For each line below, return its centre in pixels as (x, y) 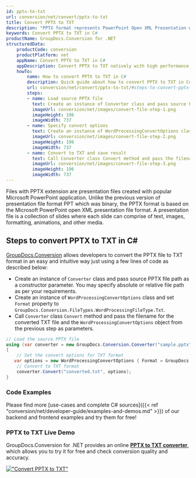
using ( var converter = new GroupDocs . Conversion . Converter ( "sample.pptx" (99, 345)
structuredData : (26, 44)
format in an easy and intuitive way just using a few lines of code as (87, 261)
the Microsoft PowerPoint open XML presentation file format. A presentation (97, 210)
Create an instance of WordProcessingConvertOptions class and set (94, 297)
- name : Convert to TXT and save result (77, 153)
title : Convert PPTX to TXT (40, 22)
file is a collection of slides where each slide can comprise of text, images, (96, 216)
